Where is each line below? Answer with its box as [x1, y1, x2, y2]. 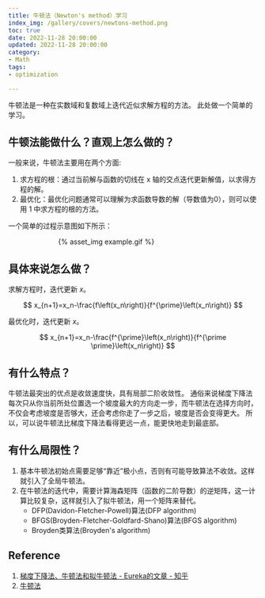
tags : [8, 63, 26, 71]
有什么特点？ [8, 366, 71, 379]
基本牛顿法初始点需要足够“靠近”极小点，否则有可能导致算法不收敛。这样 [19, 466, 256, 475]
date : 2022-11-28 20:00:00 [8, 33, 97, 42]
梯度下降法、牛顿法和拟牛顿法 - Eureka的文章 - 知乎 [19, 571, 188, 581]
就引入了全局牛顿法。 [19, 476, 89, 486]
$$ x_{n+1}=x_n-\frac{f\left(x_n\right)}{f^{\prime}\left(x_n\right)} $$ [23, 300, 243, 310]
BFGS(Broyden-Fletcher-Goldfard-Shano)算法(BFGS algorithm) [31, 516, 237, 525]
